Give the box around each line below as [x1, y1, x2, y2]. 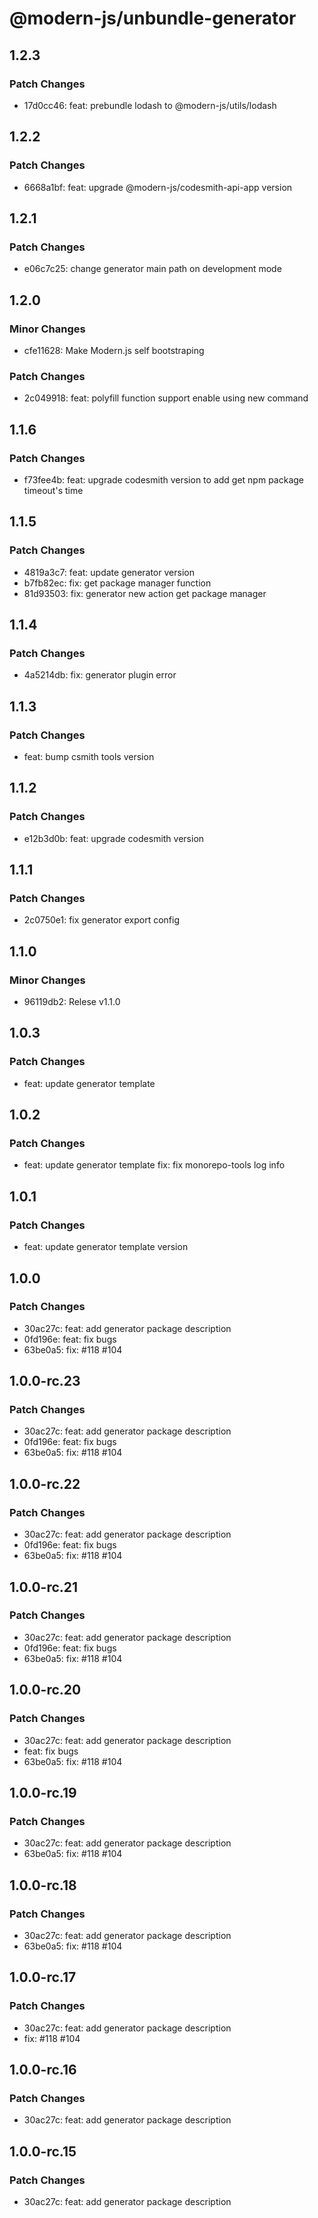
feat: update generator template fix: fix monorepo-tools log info [23, 1159, 286, 1171]
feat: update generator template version [23, 1241, 189, 1253]
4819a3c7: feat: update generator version [23, 566, 195, 578]
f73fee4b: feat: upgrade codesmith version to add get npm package [23, 473, 304, 486]
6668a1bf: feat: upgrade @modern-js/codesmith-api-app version [23, 181, 293, 193]
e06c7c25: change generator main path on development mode [23, 263, 282, 275]
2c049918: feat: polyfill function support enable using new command [23, 392, 309, 404]
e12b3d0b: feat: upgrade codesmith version [23, 832, 205, 844]
